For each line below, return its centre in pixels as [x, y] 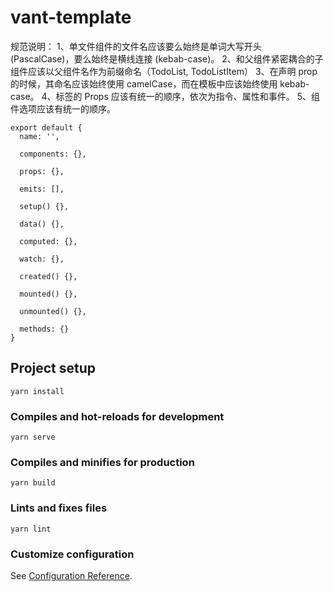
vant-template [71, 17]
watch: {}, [42, 259]
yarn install [37, 391]
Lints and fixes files [59, 508]
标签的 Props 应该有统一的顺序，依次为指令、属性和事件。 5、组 [187, 96]
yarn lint [31, 529]
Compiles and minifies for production [102, 462]
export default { [46, 127]
